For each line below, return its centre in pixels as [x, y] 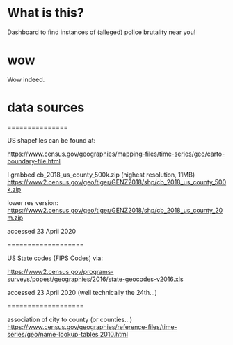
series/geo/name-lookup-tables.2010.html [68, 334]
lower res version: [33, 202]
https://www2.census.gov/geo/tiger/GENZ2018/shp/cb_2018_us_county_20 [115, 210]
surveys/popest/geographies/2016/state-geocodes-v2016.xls [95, 279]
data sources [46, 107]
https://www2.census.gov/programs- [61, 271]
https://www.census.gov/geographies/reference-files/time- [92, 327]
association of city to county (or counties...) [70, 319]
